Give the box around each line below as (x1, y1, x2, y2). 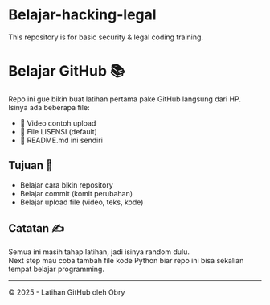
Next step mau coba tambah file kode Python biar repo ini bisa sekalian (8, 255, 244, 265)
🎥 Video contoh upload (19, 118, 96, 128)
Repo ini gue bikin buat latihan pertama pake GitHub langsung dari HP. (8, 94, 241, 104)
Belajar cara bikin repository (19, 179, 114, 190)
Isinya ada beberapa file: (8, 102, 90, 112)
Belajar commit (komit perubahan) (19, 188, 133, 198)
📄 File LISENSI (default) (19, 126, 98, 136)
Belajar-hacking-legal (8, 6, 157, 24)
